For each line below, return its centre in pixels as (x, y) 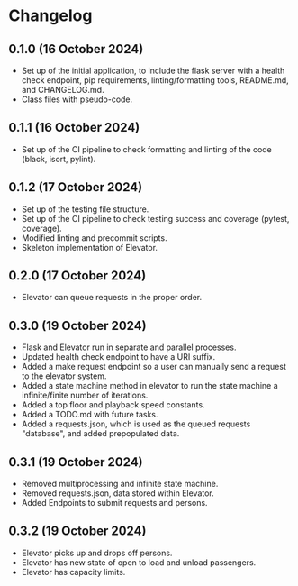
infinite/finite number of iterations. (85, 395)
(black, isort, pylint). (59, 159)
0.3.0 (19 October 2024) (77, 325)
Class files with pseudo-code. (77, 99)
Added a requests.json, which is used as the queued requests (136, 424)
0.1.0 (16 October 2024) (76, 49)
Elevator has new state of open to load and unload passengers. (139, 562)
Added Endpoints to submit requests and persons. (114, 503)
